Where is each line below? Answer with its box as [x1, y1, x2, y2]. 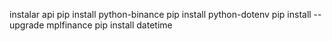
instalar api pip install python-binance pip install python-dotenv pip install [9, 9, 312, 20]
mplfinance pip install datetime [46, 19, 173, 31]
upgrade [9, 19, 45, 31]
